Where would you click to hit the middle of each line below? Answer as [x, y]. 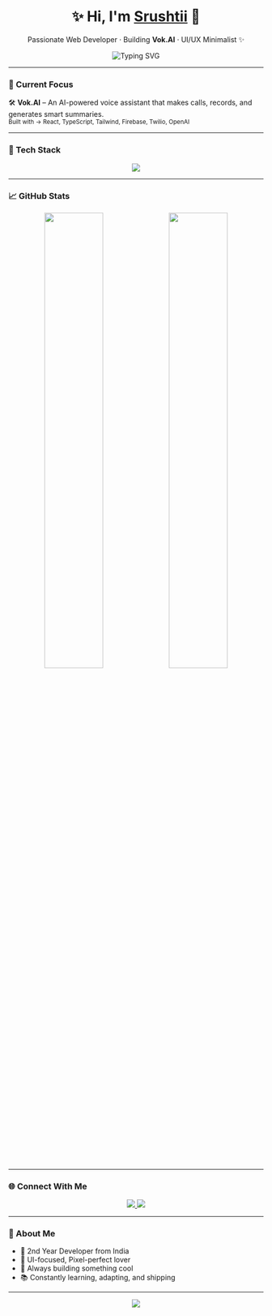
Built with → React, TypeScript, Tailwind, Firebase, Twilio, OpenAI [99, 122]
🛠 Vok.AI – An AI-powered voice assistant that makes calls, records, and [130, 103]
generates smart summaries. [56, 114]
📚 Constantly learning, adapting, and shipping [98, 1278]
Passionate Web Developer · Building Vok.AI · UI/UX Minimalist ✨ [136, 39]
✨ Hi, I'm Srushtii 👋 [136, 17]
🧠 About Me [32, 1234]
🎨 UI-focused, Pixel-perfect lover [75, 1260]
